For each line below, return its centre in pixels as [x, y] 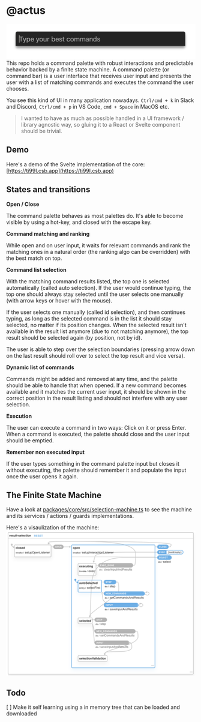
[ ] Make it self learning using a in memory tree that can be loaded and [93, 707]
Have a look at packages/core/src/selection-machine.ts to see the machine [99, 510]
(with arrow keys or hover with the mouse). [59, 300]
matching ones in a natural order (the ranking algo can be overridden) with [98, 251]
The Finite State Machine [54, 495]
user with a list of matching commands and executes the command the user [100, 82]
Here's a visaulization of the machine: [53, 528]
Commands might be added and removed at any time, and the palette [92, 379]
